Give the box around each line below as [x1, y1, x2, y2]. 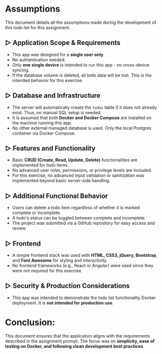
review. [12, 225, 27, 231]
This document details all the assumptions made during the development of [5, 19, 157, 25]
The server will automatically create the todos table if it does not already [12, 104, 157, 110]
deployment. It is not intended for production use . [12, 300, 114, 305]
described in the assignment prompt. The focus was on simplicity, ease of [5, 338, 155, 344]
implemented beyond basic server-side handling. [12, 178, 110, 184]
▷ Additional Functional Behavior [5, 192, 108, 200]
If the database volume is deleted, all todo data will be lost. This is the [12, 72, 152, 78]
